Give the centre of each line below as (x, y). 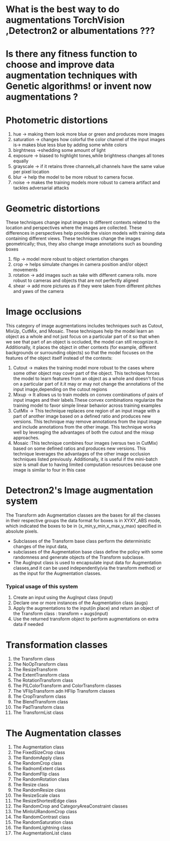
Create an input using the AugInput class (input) (63, 598)
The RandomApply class (38, 758)
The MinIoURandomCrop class (45, 812)
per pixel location (31, 172)
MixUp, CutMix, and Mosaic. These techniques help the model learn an (80, 331)
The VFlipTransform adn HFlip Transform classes (64, 691)
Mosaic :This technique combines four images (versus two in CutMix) (86, 443)
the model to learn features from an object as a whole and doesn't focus (88, 379)
